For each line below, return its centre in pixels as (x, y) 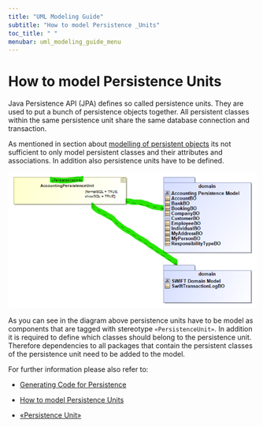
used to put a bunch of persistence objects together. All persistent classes (129, 112)
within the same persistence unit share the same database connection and (129, 120)
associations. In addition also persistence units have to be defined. (116, 161)
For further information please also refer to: (78, 369)
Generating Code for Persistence (73, 384)
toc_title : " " (33, 33)
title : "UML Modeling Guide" (56, 17)
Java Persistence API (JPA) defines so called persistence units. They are (126, 103)
